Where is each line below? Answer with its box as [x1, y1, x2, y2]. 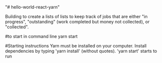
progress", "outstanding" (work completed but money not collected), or [5, 19, 150, 24]
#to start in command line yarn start [5, 34, 78, 39]
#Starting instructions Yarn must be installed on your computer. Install [5, 43, 147, 48]
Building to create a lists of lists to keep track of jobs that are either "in [5, 14, 148, 19]
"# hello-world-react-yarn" [5, 4, 60, 10]
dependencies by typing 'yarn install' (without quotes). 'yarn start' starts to [5, 48, 158, 54]
